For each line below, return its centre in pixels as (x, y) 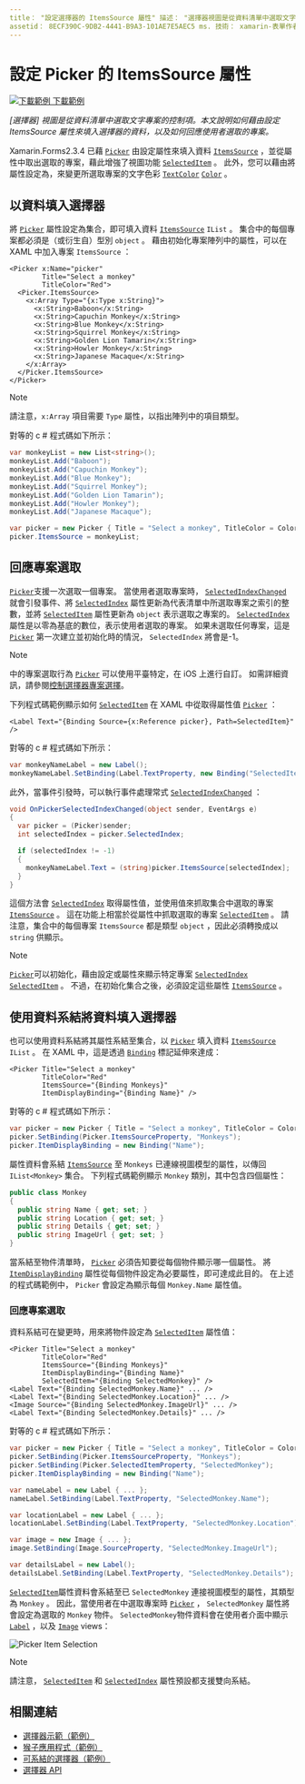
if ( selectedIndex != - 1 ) (67, 851)
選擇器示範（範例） (59, 1736)
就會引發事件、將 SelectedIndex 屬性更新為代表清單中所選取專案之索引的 (145, 603)
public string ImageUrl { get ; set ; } (91, 1235)
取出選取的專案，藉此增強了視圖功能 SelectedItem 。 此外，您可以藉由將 (160, 162)
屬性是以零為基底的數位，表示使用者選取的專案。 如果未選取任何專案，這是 (150, 625)
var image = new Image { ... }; (70, 1540)
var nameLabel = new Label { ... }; (79, 1490)
